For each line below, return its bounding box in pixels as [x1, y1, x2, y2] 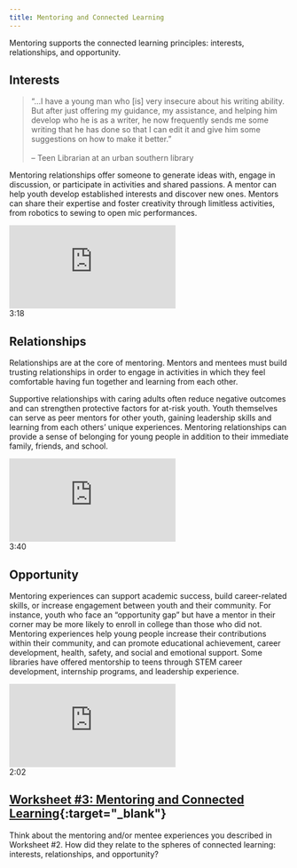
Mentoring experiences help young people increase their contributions [9, 628, 267, 640]
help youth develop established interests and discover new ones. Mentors [9, 188, 279, 200]
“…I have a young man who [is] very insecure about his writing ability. [30, 96, 285, 107]
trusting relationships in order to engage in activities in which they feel [9, 367, 266, 378]
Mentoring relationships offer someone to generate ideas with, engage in [9, 170, 276, 180]
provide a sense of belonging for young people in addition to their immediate [9, 432, 289, 442]
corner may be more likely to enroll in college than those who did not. [9, 619, 262, 630]
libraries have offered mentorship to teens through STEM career [9, 657, 243, 667]
